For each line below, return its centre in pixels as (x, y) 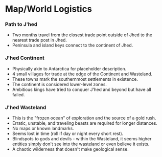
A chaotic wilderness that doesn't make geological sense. (70, 149)
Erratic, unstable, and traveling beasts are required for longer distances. (85, 123)
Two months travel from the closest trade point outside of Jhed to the (82, 35)
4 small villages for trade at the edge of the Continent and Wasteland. (82, 74)
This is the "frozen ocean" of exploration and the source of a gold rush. (84, 118)
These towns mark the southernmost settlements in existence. (75, 79)
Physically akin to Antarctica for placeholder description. (69, 68)
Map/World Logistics (48, 9)
